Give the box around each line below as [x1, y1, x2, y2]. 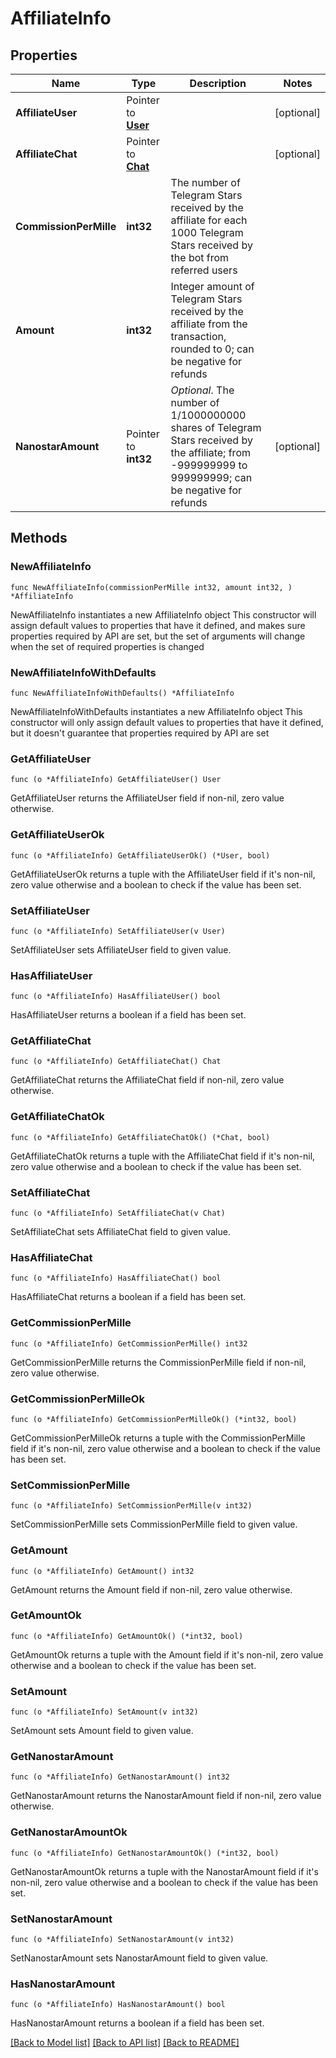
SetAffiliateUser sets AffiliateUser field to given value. [10, 943, 232, 956]
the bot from [170, 251, 230, 264]
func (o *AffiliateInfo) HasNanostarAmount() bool [10, 2000, 226, 2010]
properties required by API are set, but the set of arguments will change [10, 630, 306, 642]
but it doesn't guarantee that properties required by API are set [10, 727, 270, 739]
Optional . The [170, 383, 235, 397]
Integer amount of [170, 280, 255, 293]
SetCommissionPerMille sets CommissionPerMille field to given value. [10, 1518, 298, 1531]
